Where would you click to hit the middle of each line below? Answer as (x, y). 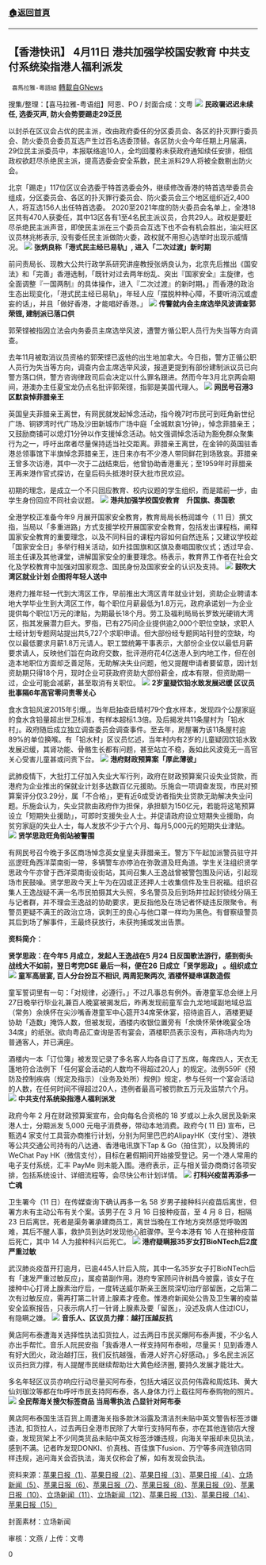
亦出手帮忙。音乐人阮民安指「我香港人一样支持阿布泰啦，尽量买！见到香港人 (133, 1345)
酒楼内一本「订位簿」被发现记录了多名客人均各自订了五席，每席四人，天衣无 (133, 1059)
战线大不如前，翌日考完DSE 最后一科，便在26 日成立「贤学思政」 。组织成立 (133, 966)
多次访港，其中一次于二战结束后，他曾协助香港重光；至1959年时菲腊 (134, 464)
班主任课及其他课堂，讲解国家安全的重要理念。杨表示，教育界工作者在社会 (129, 557)
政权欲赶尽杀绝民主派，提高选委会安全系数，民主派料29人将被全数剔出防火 (131, 161)
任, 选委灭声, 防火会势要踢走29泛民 (65, 114)
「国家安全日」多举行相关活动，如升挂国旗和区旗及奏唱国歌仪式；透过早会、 (133, 547)
